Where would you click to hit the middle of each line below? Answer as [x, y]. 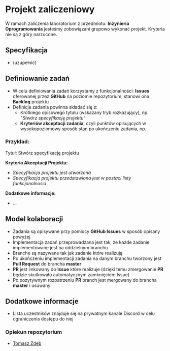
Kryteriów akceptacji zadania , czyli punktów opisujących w [83, 123]
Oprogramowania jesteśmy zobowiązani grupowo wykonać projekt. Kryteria [85, 28]
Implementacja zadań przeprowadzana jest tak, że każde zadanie [81, 242]
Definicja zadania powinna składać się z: [55, 107]
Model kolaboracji [34, 219]
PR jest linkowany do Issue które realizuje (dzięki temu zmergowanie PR [88, 269]
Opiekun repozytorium [34, 332]
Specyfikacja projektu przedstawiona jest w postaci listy [72, 178]
